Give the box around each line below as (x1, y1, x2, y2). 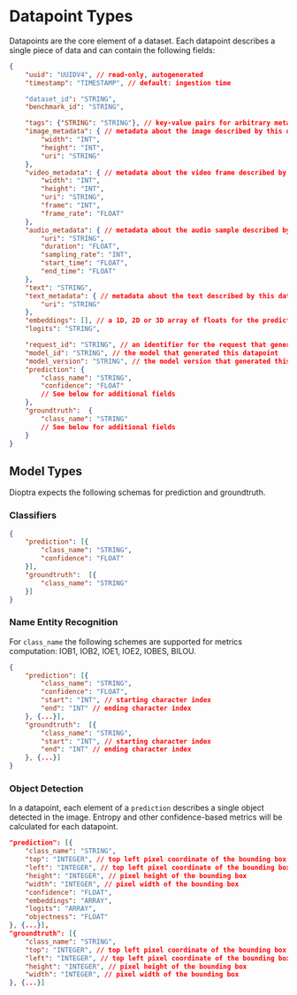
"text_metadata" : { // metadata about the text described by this (25, 291, 275, 300)
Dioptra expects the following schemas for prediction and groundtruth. (9, 487, 266, 497)
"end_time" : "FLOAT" (41, 267, 117, 276)
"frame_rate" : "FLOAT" (41, 209, 125, 218)
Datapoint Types (9, 6, 133, 27)
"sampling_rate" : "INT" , (41, 251, 133, 259)
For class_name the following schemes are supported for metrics (9, 636, 243, 647)
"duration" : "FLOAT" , (41, 242, 121, 251)
